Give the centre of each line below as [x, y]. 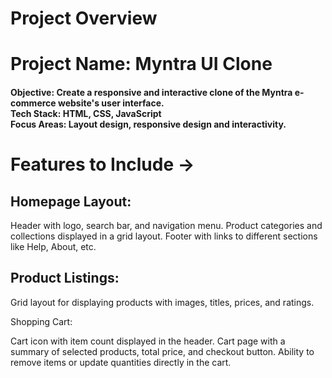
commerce [33, 103]
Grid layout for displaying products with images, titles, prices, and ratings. [162, 302]
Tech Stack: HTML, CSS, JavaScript [86, 113]
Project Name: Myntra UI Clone [141, 64]
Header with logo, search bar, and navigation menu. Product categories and [166, 225]
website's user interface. [111, 103]
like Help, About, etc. [53, 246]
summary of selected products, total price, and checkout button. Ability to [162, 351]
